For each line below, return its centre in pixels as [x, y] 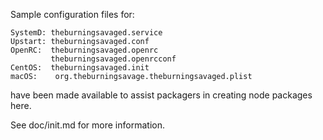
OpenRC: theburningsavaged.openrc [84, 50]
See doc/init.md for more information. [87, 125]
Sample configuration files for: [72, 14]
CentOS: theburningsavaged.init [80, 68]
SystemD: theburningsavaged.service [86, 33]
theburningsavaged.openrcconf [113, 59]
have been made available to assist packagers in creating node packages [161, 95]
